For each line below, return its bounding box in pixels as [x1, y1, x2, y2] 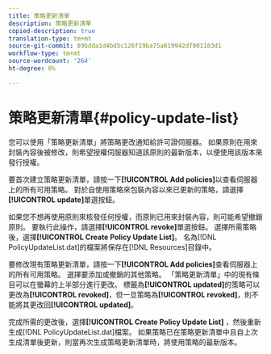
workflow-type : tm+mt [8, 49, 81, 57]
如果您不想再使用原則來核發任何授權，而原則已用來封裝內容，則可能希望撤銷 [8, 212, 263, 221]
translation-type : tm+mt [8, 34, 92, 43]
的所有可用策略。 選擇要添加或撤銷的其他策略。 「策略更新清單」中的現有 [8, 269, 252, 279]
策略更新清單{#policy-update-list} [8, 108, 240, 127]
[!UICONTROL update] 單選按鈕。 [8, 195, 119, 204]
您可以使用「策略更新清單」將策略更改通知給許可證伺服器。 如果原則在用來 [8, 137, 258, 146]
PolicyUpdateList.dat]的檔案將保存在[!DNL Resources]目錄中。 [8, 242, 216, 251]
